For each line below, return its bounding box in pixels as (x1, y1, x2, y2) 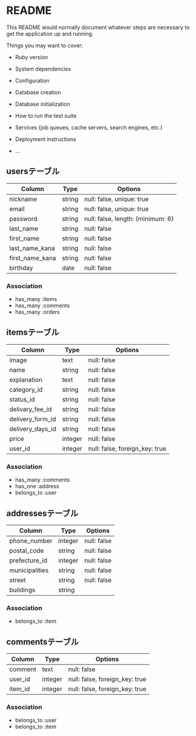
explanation (9, 376, 42, 384)
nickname (9, 195, 38, 203)
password (9, 214, 38, 223)
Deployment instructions (15, 135, 77, 143)
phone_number (9, 536, 53, 545)
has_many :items (15, 296, 57, 303)
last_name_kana (9, 244, 56, 252)
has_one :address (15, 483, 59, 490)
